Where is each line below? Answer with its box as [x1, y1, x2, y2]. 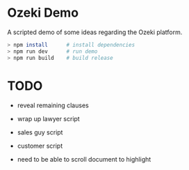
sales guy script [17, 127, 63, 137]
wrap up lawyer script [17, 114, 80, 123]
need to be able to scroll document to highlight [17, 155, 151, 163]
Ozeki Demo [7, 5, 79, 21]
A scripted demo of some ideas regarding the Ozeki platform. [7, 28, 183, 36]
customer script [17, 141, 63, 150]
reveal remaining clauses [17, 101, 89, 109]
